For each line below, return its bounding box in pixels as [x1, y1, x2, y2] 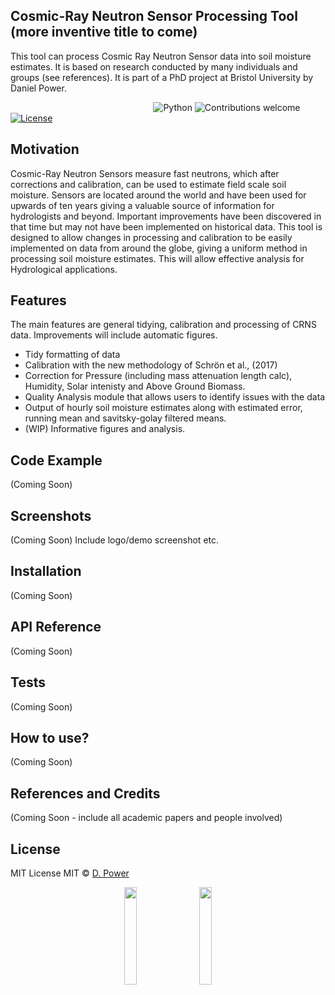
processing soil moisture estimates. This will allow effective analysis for [10, 252, 305, 264]
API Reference [10, 619, 102, 636]
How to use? [10, 729, 90, 746]
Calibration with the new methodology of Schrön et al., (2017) [24, 359, 278, 371]
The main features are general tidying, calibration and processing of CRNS [10, 319, 317, 331]
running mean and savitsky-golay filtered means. [24, 412, 227, 424]
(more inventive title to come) [10, 24, 198, 41]
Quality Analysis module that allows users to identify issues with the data [24, 391, 326, 403]
